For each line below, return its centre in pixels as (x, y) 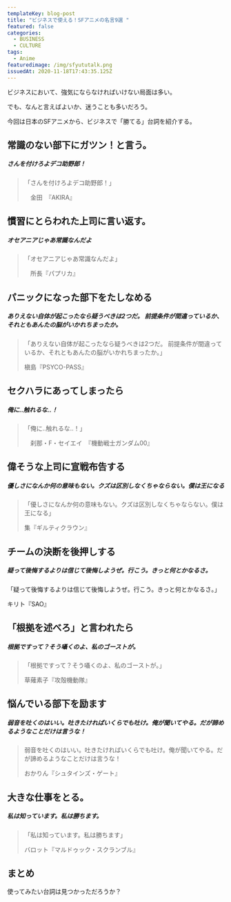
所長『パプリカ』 (54, 274)
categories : (24, 33)
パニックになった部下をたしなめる (80, 297)
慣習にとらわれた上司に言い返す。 (79, 221)
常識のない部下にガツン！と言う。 (79, 145)
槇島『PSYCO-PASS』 (56, 367)
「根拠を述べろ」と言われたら (70, 628)
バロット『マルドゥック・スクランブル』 (81, 850)
